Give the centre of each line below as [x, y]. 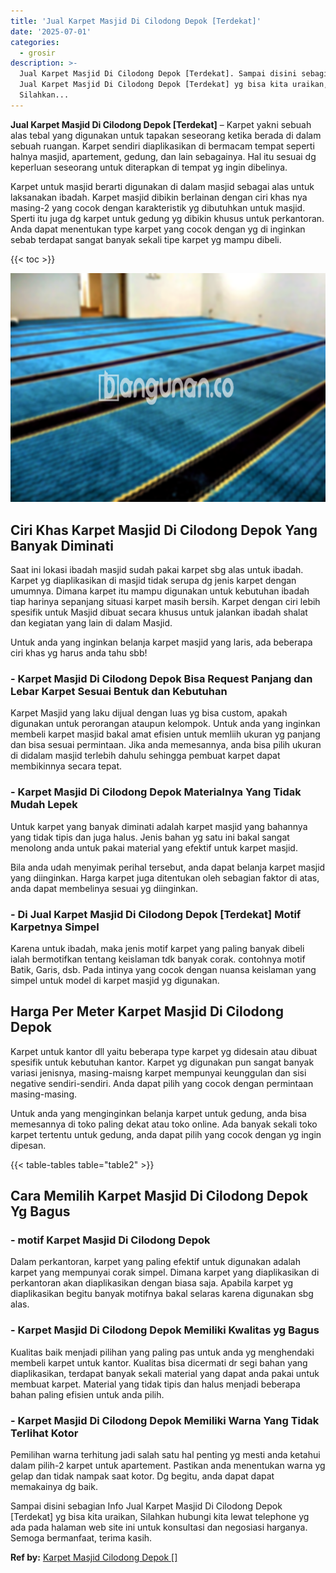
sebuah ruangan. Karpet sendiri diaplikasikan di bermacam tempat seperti [162, 146]
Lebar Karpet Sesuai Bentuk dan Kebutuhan [119, 692]
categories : [35, 42]
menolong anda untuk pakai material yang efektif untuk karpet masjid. [154, 847]
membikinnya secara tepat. [66, 766]
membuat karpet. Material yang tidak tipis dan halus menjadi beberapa [155, 1384]
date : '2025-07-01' [51, 31]
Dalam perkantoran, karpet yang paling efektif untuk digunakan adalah [155, 1262]
